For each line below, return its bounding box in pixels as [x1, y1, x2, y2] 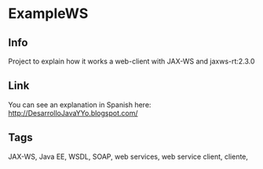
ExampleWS [8, 5, 89, 23]
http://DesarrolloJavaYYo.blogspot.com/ [8, 108, 138, 117]
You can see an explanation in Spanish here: [8, 99, 152, 110]
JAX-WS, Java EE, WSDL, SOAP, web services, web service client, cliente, [8, 152, 249, 161]
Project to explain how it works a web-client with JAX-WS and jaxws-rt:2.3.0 [8, 56, 255, 66]
